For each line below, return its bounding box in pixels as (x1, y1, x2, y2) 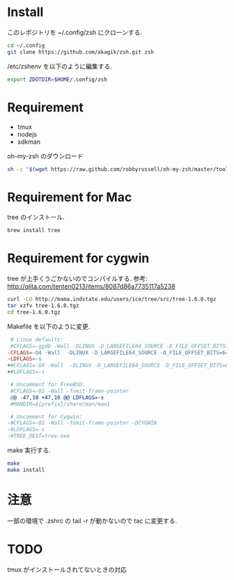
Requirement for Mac (7, 189, 132, 205)
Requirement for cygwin (7, 250, 150, 266)
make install (7, 466, 45, 473)
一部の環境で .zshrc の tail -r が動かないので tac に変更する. (7, 517, 178, 525)
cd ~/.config (7, 42, 45, 49)
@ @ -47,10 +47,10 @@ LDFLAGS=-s (10, 394, 104, 401)
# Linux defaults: (10, 336, 64, 343)
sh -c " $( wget (7, 165, 49, 173)
